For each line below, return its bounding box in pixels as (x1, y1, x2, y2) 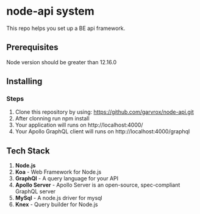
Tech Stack (6, 146, 50, 156)
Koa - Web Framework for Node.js (15, 168, 102, 175)
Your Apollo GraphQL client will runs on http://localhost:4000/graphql (15, 128, 190, 135)
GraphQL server (15, 188, 56, 195)
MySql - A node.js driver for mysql (15, 194, 102, 202)
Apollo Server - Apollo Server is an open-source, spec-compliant (15, 182, 180, 189)
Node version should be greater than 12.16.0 (6, 58, 117, 65)
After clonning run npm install (15, 115, 90, 122)
